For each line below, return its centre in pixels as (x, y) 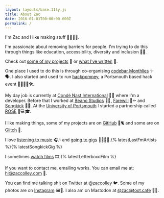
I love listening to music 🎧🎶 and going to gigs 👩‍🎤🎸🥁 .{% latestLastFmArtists (81, 140)
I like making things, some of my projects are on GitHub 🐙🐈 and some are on (82, 123)
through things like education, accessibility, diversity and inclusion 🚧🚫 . (76, 52)
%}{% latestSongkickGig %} (34, 147)
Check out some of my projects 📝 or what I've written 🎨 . (61, 61)
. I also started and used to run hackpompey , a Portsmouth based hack (81, 77)
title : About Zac (23, 14)
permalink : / (18, 23)
